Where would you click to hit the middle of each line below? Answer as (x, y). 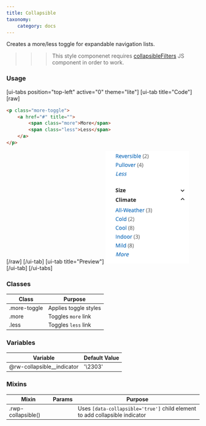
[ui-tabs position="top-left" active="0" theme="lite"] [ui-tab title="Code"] (99, 91)
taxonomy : (19, 19)
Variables (21, 343)
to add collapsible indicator (112, 415)
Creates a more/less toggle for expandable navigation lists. (81, 44)
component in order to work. (88, 63)
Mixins (17, 384)
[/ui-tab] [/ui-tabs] (30, 268)
